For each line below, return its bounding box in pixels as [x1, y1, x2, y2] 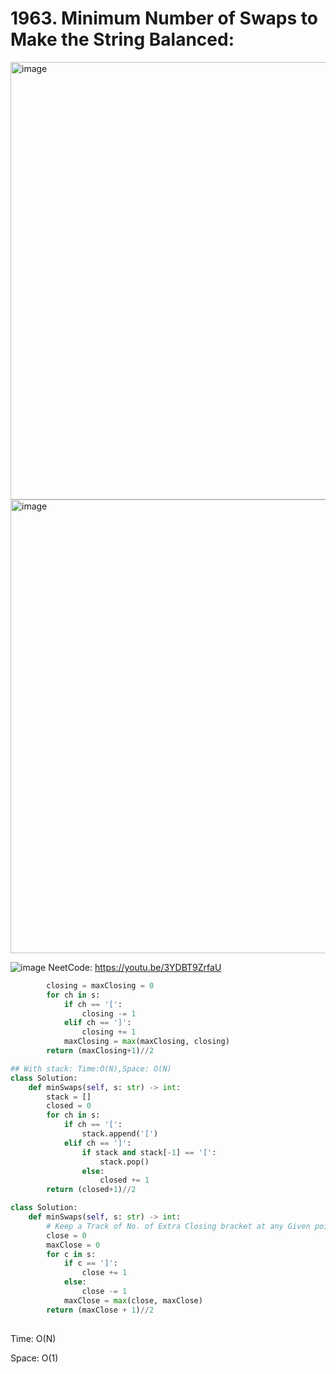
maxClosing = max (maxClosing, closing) [63, 1037, 230, 1047]
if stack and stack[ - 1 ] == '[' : [81, 1147, 217, 1157]
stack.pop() [99, 1157, 150, 1167]
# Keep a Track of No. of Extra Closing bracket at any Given [46, 1221, 311, 1231]
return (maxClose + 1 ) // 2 [46, 1305, 155, 1315]
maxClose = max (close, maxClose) [63, 1295, 203, 1306]
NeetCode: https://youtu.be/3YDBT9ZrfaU [48, 961, 222, 973]
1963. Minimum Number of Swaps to [10, 7, 318, 30]
